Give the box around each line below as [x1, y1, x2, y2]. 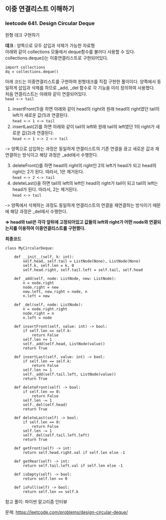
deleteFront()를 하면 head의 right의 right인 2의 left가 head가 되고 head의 [12, 162, 157, 168]
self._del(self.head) [23, 402, 68, 407]
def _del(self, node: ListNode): [14, 302, 83, 307]
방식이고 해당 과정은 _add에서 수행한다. [22, 152, 98, 158]
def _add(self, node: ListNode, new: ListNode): [14, 276, 116, 281]
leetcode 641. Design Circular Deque [5, 20, 95, 27]
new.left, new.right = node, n [23, 289, 88, 294]
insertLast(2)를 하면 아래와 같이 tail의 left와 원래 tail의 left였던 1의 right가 [12, 123, 155, 129]
